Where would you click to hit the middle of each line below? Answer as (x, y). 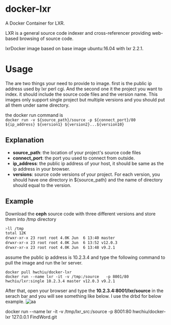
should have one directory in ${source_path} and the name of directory (88, 179)
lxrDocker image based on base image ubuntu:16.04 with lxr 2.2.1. (75, 48)
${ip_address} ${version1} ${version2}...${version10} (65, 124)
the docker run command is (34, 115)
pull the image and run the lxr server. (44, 262)
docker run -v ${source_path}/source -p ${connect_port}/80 (71, 120)
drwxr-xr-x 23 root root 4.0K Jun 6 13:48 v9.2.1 (60, 248)
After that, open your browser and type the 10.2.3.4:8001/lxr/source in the (84, 291)
